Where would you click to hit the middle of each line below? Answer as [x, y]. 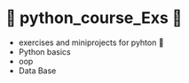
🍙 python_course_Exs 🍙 [94, 18]
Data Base [37, 71]
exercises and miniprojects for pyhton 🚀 [91, 42]
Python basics [45, 51]
